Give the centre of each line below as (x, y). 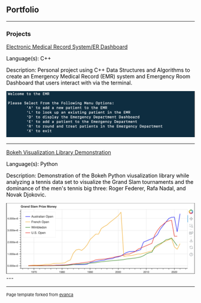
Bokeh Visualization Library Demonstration (59, 152)
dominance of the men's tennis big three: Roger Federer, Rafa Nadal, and (96, 188)
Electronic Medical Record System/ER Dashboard (67, 47)
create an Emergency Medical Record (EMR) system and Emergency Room (98, 77)
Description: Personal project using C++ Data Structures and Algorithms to (98, 70)
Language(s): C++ (29, 59)
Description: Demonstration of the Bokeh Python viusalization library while (98, 175)
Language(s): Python (32, 163)
